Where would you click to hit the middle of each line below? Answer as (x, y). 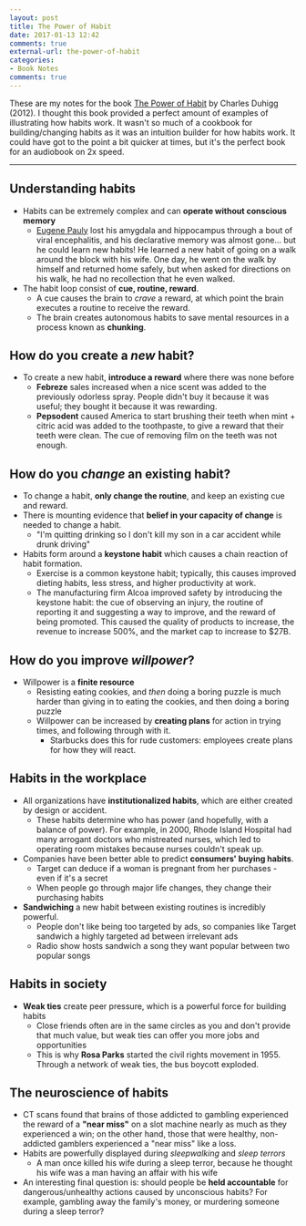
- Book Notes (34, 69)
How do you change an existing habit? (120, 474)
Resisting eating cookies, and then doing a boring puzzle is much (158, 692)
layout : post (34, 18)
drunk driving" (63, 544)
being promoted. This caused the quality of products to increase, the (165, 622)
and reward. (45, 506)
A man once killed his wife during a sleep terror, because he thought (164, 1163)
